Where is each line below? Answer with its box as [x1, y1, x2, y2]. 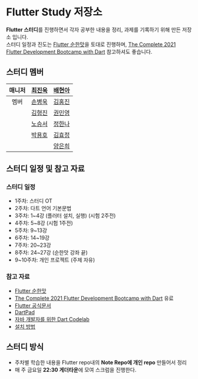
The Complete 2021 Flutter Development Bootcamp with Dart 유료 [14, 295, 174, 302]
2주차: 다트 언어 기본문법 [14, 205, 72, 212]
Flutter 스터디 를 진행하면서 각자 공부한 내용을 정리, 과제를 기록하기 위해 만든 [6, 26, 181, 33]
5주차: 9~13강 [14, 227, 47, 234]
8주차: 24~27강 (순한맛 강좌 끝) [14, 249, 88, 256]
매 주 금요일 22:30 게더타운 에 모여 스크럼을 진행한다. [14, 366, 137, 373]
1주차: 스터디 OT [14, 197, 53, 204]
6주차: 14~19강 [14, 234, 50, 241]
